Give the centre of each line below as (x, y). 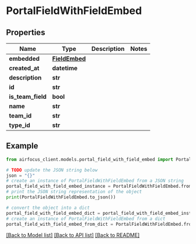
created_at (24, 68)
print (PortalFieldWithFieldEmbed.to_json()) (61, 197)
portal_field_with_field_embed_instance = (58, 186)
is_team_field (28, 97)
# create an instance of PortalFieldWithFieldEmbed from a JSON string (95, 181)
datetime (65, 68)
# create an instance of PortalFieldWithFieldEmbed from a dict (86, 219)
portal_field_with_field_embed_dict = (53, 213)
